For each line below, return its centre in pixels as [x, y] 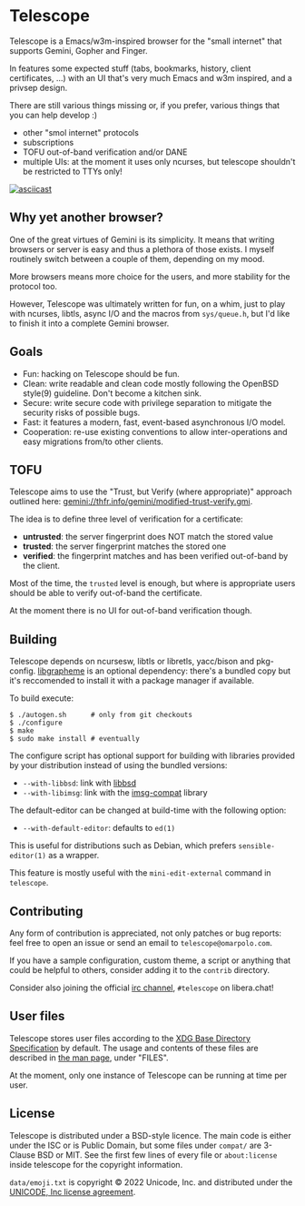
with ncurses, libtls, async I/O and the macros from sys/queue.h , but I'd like [150, 313]
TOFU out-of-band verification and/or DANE [105, 152]
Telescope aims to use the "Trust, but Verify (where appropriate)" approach [151, 492]
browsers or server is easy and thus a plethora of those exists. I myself [142, 249]
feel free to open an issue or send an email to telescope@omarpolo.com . [141, 943]
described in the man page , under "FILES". [89, 1058]
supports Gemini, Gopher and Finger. [79, 50]
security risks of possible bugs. [81, 412]
